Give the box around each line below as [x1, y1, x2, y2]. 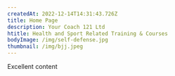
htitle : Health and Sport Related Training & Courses [7, 30, 169, 37]
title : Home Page [7, 17, 58, 24]
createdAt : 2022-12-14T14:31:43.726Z [7, 10, 118, 18]
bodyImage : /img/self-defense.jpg [7, 37, 109, 44]
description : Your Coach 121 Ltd [7, 23, 105, 30]
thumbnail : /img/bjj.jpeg [7, 43, 83, 50]
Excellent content [7, 63, 58, 70]
